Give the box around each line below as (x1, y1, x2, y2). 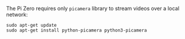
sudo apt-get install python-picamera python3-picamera (6, 27, 147, 33)
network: (6, 11, 28, 18)
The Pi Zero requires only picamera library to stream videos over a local (6, 5, 180, 12)
